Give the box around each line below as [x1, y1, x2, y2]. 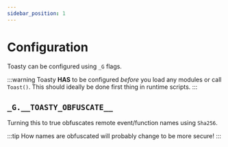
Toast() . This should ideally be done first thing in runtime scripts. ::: [7, 83, 198, 91]
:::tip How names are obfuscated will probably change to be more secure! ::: [7, 132, 221, 140]
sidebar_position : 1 [7, 10, 66, 17]
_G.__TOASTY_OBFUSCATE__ [7, 102, 114, 112]
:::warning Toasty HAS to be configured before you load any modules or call [7, 75, 222, 83]
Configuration [7, 39, 89, 55]
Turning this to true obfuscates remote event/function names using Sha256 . [7, 119, 218, 127]
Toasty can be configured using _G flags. [7, 62, 122, 70]
